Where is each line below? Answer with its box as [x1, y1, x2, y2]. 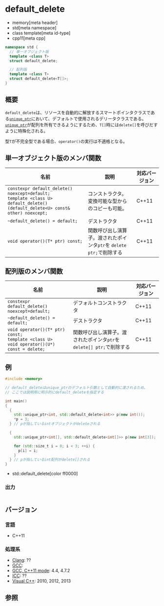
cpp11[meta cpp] [12, 35, 45, 41]
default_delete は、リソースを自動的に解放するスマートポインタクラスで [5, 109, 151, 116]
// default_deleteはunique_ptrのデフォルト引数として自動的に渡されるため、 [5, 385, 148, 390]
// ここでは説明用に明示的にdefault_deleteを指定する [5, 390, 104, 395]
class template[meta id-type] [12, 30, 71, 36]
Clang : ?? [12, 557, 31, 563]
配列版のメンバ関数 [5, 267, 63, 275]
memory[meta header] [12, 20, 58, 25]
